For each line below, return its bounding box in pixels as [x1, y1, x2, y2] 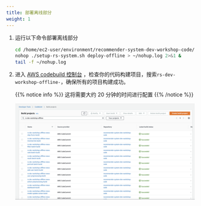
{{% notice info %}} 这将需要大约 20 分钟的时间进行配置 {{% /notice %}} [14, 91, 194, 98]
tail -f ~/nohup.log [14, 59, 66, 65]
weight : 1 [6, 16, 31, 22]
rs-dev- [156, 72, 176, 78]
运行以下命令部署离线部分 [14, 34, 78, 41]
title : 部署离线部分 [6, 10, 52, 16]
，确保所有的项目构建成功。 [60, 78, 129, 86]
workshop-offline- [14, 80, 61, 86]
